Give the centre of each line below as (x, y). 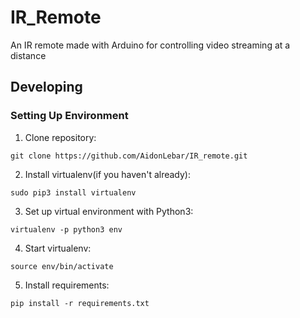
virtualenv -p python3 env (66, 229)
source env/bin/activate (62, 266)
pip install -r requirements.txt (80, 303)
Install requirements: (67, 285)
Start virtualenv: (58, 248)
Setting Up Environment (69, 116)
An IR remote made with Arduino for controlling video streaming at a (150, 45)
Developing (46, 87)
